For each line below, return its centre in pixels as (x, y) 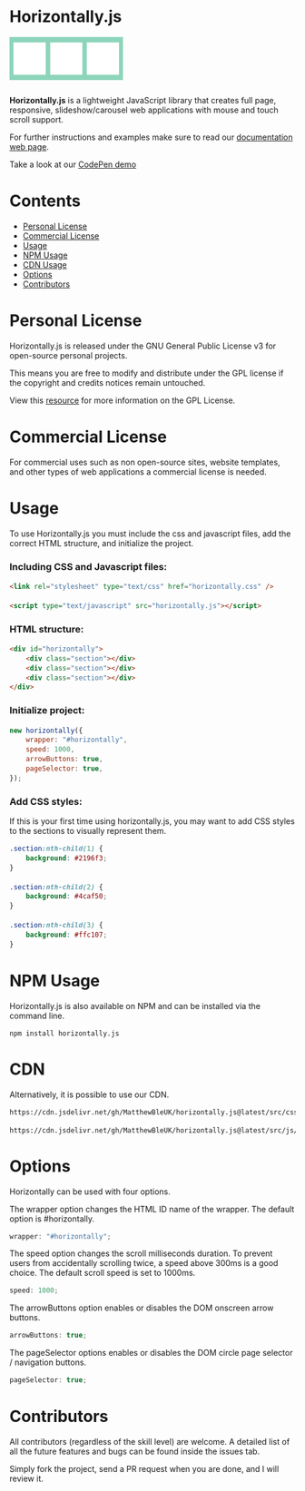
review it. (26, 1478)
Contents (45, 201)
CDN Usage (45, 264)
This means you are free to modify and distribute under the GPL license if (147, 373)
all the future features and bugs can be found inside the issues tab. (135, 1451)
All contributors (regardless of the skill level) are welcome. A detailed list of (150, 1441)
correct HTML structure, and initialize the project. (102, 543)
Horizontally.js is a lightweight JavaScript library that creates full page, (143, 100)
